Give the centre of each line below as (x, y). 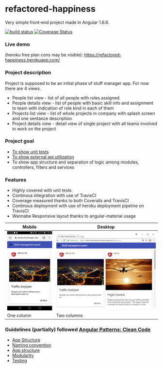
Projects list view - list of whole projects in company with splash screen (83, 113)
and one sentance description (42, 118)
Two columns (70, 316)
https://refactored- (103, 55)
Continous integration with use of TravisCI (54, 195)
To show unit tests (30, 152)
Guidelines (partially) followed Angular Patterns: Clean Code (78, 329)
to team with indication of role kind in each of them (63, 108)
